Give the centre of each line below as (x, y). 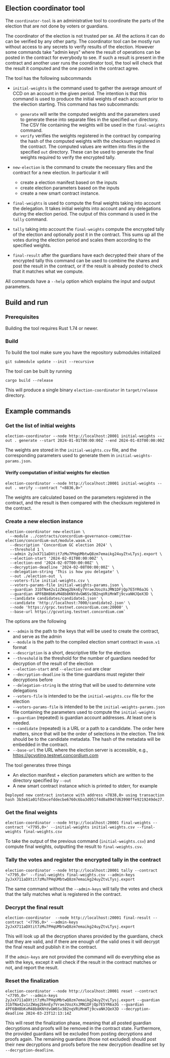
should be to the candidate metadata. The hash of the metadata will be (87, 739)
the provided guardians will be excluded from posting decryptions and (79, 1034)
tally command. (30, 219)
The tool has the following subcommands (48, 78)
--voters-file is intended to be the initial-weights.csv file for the (83, 696)
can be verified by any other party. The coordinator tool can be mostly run (83, 41)
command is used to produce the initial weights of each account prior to (88, 99)
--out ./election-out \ (36, 576)
